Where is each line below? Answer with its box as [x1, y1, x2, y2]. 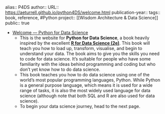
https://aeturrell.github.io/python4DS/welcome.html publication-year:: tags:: [5, 9, 161, 15]
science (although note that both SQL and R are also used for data [19, 93, 155, 99]
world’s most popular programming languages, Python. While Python [19, 77, 161, 83]
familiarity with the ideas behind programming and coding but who [19, 61, 156, 67]
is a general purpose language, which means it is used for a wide [19, 82, 153, 88]
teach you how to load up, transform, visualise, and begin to [19, 46, 143, 51]
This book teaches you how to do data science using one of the [19, 72, 150, 77]
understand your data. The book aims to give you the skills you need [19, 51, 160, 57]
